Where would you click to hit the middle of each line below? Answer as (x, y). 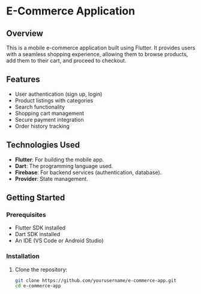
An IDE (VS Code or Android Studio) (59, 241)
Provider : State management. (51, 178)
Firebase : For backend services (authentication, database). (88, 172)
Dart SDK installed (37, 234)
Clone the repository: (41, 269)
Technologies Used (43, 145)
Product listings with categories (54, 100)
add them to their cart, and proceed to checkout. (66, 61)
